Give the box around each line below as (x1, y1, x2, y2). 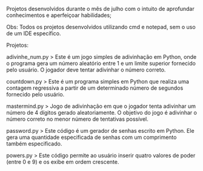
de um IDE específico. (6, 30, 62, 37)
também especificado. (6, 140, 62, 147)
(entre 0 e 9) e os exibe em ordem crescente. (6, 158, 119, 166)
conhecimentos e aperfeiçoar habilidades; (6, 12, 112, 19)
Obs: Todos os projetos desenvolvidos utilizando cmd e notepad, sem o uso (6, 24, 196, 30)
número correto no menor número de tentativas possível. (6, 115, 148, 122)
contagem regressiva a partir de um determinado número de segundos (6, 84, 184, 92)
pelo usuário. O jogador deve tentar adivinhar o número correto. (6, 66, 166, 73)
